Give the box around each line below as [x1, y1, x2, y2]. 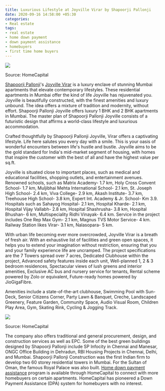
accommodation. [5, 124, 40, 130]
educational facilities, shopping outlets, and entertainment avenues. [5, 174, 143, 180]
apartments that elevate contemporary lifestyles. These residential [5, 86, 140, 92]
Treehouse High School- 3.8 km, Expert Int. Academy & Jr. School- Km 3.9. [5, 195, 158, 201]
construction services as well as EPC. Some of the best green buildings [5, 338, 151, 344]
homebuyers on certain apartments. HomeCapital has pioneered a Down [5, 375, 153, 381]
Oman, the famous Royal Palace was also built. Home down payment [5, 364, 145, 370]
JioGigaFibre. [5, 279, 33, 285]
